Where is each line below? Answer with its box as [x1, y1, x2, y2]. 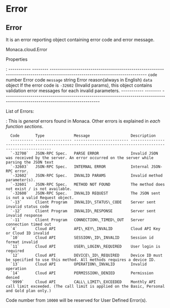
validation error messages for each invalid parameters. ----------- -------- [6, 88, 161, 94]
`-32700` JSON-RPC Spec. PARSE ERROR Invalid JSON [10, 151, 158, 156]
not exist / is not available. [6, 186, 72, 191]
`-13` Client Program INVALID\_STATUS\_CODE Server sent [10, 200, 156, 205]
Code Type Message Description [10, 133, 156, 138]
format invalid [6, 240, 38, 245]
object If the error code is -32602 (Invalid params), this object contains [6, 82, 152, 88]
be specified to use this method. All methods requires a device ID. [6, 257, 156, 262]
